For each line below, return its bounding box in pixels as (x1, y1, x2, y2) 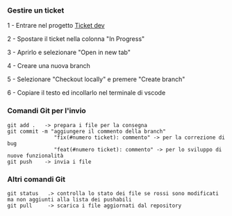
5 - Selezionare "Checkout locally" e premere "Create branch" (7, 75, 185, 83)
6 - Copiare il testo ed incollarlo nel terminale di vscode (7, 89, 166, 97)
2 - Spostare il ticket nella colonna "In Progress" (7, 35, 145, 43)
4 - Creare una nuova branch (7, 62, 90, 70)
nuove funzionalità (7, 152, 64, 159)
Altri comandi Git (7, 174, 66, 184)
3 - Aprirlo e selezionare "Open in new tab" (7, 48, 131, 57)
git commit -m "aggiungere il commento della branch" (7, 128, 167, 135)
